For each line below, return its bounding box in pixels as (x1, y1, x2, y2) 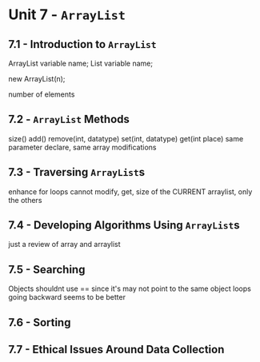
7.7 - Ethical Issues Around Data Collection (8, 343, 225, 356)
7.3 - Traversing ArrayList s (8, 165, 146, 179)
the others (8, 195, 42, 205)
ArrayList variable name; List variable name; (8, 58, 154, 68)
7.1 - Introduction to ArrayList (8, 38, 158, 51)
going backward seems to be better (8, 292, 126, 302)
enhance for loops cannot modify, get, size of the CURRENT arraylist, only (8, 186, 253, 197)
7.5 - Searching (8, 262, 86, 276)
